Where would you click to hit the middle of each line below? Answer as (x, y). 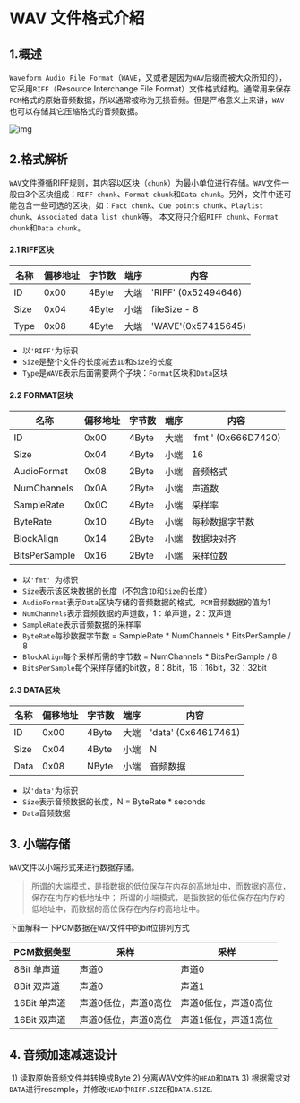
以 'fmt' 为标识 (50, 580)
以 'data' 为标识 (50, 791)
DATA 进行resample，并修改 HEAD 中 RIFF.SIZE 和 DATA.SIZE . (111, 1090)
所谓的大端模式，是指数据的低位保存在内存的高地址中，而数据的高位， (161, 886)
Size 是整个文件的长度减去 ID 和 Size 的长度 (97, 362)
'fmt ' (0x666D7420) (236, 438)
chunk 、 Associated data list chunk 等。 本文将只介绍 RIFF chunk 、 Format (144, 216)
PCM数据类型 (43, 952)
